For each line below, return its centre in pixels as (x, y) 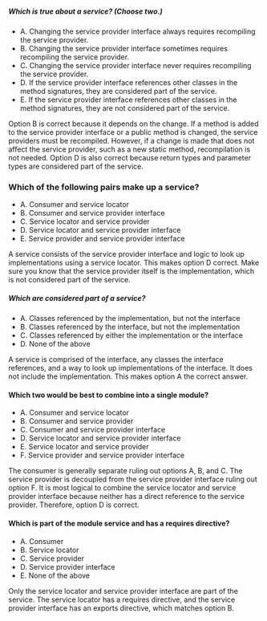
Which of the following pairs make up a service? (104, 187)
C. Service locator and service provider (85, 221)
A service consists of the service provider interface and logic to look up (126, 254)
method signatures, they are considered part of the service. (118, 91)
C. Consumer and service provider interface (93, 430)
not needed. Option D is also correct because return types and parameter (129, 157)
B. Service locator (49, 550)
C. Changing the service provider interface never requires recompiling (136, 65)
